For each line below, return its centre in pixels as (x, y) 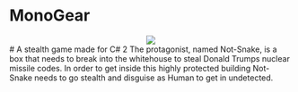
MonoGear (50, 16)
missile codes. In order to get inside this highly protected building (130, 68)
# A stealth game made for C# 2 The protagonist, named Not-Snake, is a (143, 49)
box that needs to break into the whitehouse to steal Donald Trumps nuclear (149, 58)
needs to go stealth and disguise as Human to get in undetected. (154, 78)
